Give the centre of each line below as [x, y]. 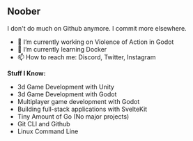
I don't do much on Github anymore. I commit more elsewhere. [97, 28]
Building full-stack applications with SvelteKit [82, 109]
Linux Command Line [48, 131]
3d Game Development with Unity [66, 87]
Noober [24, 12]
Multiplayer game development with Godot [78, 101]
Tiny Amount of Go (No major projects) [73, 116]
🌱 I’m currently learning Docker [62, 49]
